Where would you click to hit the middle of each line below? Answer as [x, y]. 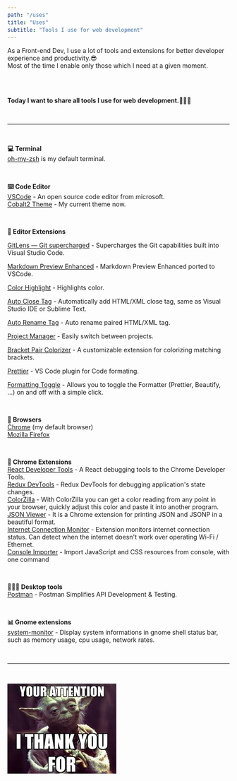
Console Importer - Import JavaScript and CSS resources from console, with [119, 552]
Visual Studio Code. [36, 253]
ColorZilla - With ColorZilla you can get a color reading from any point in [112, 500]
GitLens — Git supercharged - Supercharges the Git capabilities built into [113, 245]
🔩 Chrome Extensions [39, 462]
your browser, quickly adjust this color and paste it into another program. [113, 507]
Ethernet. [20, 544]
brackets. [21, 357]
